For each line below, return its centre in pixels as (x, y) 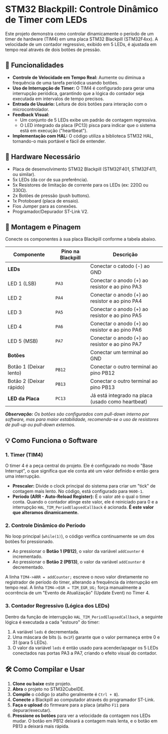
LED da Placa (24, 398)
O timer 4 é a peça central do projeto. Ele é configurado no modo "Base (79, 465)
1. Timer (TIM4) (24, 454)
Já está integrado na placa (121, 395)
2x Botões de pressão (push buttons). (51, 195)
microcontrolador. (31, 109)
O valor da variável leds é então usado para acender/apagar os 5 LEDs (85, 647)
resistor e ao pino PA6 (116, 330)
